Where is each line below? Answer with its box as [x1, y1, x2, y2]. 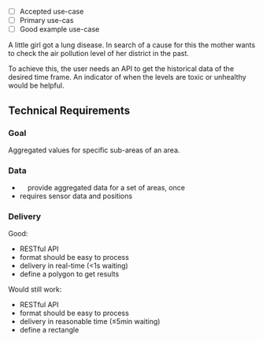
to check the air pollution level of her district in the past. [8, 49, 189, 58]
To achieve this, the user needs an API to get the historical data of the [8, 64, 235, 73]
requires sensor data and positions [19, 191, 132, 201]
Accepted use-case [19, 7, 84, 16]
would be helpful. [8, 81, 65, 90]
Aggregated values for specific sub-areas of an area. [8, 145, 180, 155]
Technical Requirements [8, 103, 131, 117]
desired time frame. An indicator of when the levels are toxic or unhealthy [8, 73, 246, 82]
